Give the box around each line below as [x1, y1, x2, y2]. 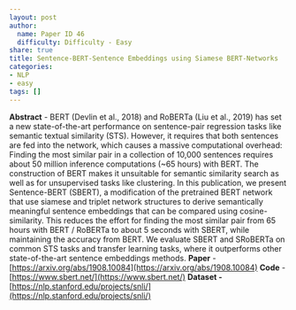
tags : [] [9, 87, 42, 96]
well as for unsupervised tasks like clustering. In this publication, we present [9, 177, 287, 188]
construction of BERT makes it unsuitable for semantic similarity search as [9, 167, 280, 178]
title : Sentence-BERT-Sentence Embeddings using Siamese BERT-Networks [9, 54, 278, 63]
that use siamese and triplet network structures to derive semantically [9, 196, 263, 206]
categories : [9, 63, 53, 72]
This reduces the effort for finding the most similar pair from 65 [45, 214, 277, 226]
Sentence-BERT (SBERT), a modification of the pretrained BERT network [9, 187, 273, 198]
